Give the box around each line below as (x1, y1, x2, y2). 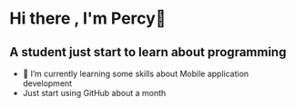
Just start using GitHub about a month (22, 88, 167, 98)
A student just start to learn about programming (9, 44, 287, 60)
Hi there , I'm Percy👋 (9, 8, 167, 29)
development (22, 78, 73, 89)
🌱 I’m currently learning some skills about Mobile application (22, 68, 249, 79)
